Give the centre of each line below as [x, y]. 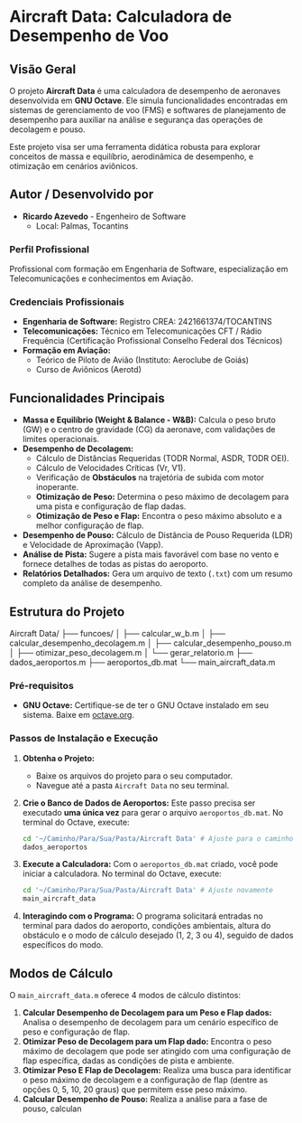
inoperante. [57, 487]
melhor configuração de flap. [90, 525]
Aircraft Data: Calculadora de [121, 17]
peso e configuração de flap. [76, 1032]
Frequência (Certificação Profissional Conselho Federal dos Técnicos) [152, 341]
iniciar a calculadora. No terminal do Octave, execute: [122, 873]
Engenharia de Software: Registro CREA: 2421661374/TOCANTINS [147, 322]
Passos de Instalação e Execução [84, 739]
